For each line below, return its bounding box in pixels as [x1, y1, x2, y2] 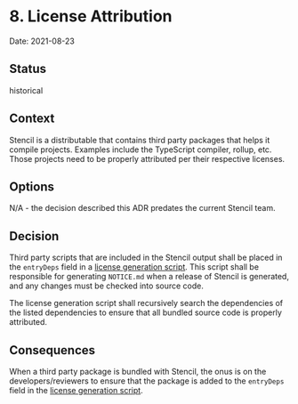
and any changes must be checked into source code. [9, 280, 205, 291]
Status [9, 61, 47, 77]
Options [9, 179, 55, 194]
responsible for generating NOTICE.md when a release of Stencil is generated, [9, 271, 289, 282]
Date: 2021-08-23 [9, 36, 76, 46]
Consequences [9, 343, 96, 358]
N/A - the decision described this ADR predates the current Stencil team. [9, 203, 276, 214]
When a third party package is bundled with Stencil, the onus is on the [9, 367, 267, 376]
